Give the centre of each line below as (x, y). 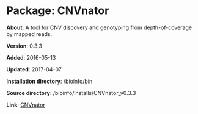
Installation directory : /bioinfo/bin (50, 81)
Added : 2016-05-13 (31, 57)
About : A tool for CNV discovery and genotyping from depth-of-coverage (99, 27)
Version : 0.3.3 (24, 46)
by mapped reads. (29, 34)
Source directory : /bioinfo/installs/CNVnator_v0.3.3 (71, 93)
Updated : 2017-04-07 (34, 69)
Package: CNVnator (58, 11)
